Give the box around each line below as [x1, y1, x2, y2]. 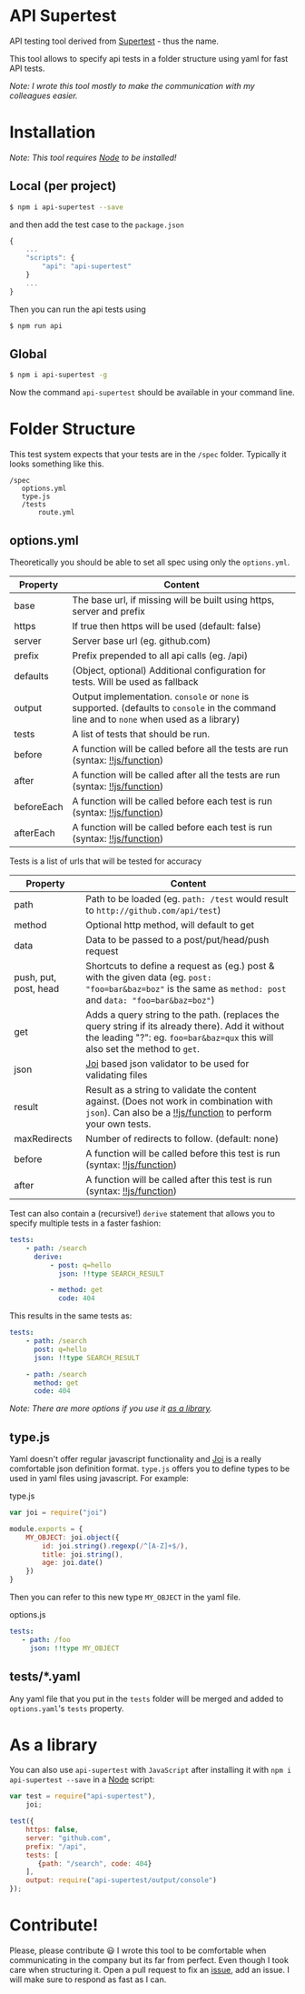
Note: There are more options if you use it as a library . [9, 1403, 212, 1414]
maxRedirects [14, 1133, 73, 1145]
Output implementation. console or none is [72, 690, 250, 703]
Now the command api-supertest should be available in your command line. [9, 387, 295, 398]
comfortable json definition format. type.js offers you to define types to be [9, 1463, 290, 1474]
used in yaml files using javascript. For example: [9, 1473, 189, 1484]
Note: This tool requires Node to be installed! [9, 152, 177, 163]
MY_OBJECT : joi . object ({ [25, 1533, 120, 1542]
